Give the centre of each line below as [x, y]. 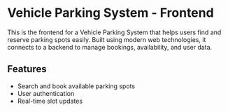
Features [27, 69]
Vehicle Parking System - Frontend [111, 13]
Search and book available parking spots [76, 86]
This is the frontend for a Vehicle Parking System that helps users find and [114, 32]
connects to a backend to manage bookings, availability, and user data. [110, 47]
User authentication [46, 93]
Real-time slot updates [50, 101]
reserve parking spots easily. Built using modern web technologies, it [107, 39]
